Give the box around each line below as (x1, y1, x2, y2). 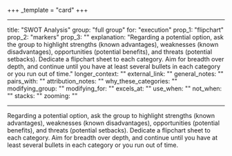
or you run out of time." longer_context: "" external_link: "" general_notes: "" (7, 70, 224, 78)
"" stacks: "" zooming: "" (7, 92, 78, 99)
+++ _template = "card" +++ (7, 6, 88, 14)
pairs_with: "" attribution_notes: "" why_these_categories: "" (7, 77, 178, 85)
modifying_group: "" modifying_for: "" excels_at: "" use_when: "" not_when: (7, 84, 222, 92)
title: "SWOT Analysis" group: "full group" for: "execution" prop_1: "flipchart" (7, 26, 224, 34)
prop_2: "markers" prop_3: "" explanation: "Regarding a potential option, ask (7, 33, 224, 41)
